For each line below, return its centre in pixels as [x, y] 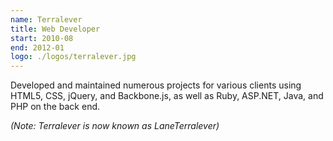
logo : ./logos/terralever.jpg [73, 57]
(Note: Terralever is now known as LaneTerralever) [115, 126]
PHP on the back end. [55, 107]
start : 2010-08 [42, 38]
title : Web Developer [55, 29]
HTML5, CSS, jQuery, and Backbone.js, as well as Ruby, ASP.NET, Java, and [167, 96]
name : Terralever [46, 19]
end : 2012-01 [37, 47]
